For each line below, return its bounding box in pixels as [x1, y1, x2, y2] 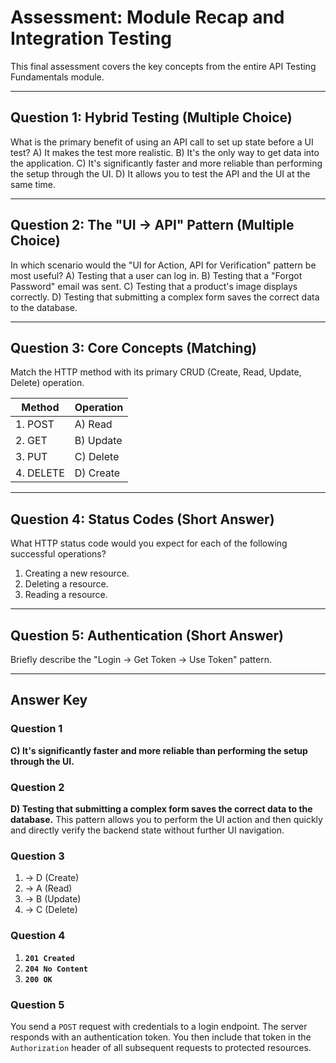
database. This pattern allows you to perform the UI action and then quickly [10, 813, 323, 825]
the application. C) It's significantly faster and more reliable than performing [10, 157, 323, 169]
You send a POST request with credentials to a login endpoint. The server [10, 1020, 308, 1032]
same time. [10, 178, 57, 190]
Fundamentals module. [10, 71, 105, 83]
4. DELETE [15, 466, 65, 480]
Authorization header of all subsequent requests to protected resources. [10, 1041, 312, 1053]
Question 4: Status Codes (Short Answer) [10, 511, 275, 528]
